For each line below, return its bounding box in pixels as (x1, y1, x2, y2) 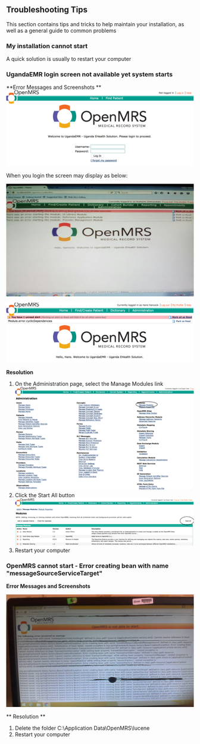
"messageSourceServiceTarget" (6, 569, 103, 577)
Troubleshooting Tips (6, 5, 88, 15)
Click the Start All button (14, 491, 75, 498)
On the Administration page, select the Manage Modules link (14, 380, 164, 387)
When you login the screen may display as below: (6, 172, 128, 179)
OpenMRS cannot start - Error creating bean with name (6, 562, 169, 570)
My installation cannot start (6, 42, 88, 50)
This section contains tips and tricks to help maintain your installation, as (6, 20, 185, 27)
